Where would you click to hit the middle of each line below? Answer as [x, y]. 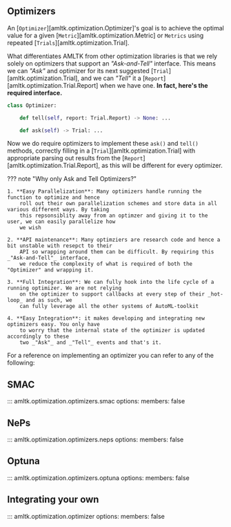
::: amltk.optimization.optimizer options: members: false [86, 516]
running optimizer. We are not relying [64, 288]
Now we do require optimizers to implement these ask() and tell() [103, 144]
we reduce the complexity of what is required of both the [106, 264]
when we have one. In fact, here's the [154, 85]
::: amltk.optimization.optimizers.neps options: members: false [96, 440]
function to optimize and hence [53, 198]
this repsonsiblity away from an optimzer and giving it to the [114, 216]
